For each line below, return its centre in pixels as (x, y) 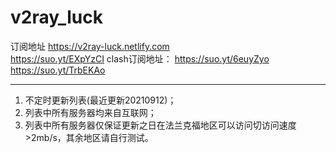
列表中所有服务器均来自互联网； (90, 112)
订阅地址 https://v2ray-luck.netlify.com (90, 46)
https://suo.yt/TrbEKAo (58, 70)
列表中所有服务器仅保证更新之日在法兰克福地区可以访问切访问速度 (160, 125)
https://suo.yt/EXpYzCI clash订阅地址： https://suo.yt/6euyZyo (140, 58)
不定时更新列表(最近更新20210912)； (100, 100)
